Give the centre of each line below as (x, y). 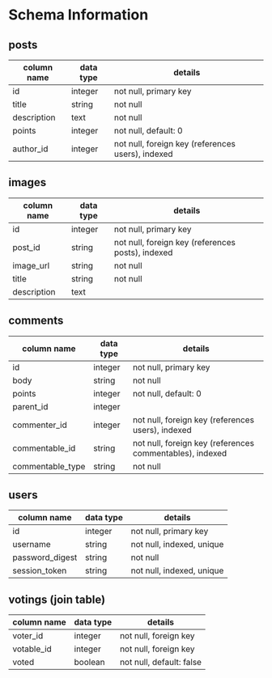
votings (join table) (57, 599)
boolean (89, 663)
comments (36, 321)
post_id (26, 247)
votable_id (32, 649)
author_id (30, 149)
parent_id (30, 406)
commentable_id (44, 448)
